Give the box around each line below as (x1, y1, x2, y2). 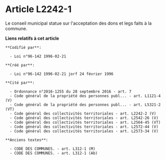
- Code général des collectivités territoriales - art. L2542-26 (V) (10, 115, 158, 120)
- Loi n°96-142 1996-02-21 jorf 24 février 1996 (10, 71, 114, 76)
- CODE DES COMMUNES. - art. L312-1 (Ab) (10, 150, 98, 155)
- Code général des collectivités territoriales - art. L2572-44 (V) (10, 124, 158, 129)
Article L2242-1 (5, 4, 72, 15)
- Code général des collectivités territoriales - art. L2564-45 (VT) (10, 120, 161, 125)
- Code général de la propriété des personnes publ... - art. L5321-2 (10, 102, 161, 107)
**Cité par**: (5, 80, 35, 85)
